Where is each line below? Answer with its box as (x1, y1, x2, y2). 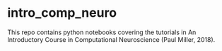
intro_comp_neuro (7, 5, 117, 21)
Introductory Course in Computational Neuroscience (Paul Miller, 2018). (7, 35, 216, 43)
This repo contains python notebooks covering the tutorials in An (7, 28, 197, 36)
